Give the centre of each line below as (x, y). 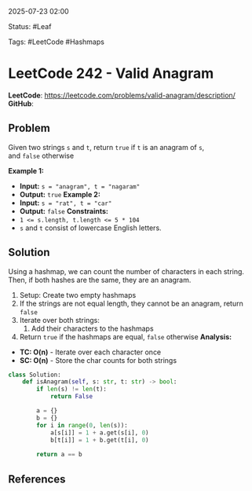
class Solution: (35, 375)
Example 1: (26, 170)
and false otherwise (41, 156)
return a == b (59, 455)
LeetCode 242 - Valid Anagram (111, 73)
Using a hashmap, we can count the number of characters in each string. (126, 271)
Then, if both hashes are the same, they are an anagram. (100, 280)
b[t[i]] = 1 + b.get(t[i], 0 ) (99, 440)
